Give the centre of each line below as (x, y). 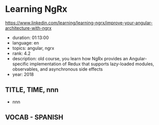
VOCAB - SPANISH (34, 117)
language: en (26, 42)
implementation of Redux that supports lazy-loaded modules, (92, 64)
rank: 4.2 (21, 53)
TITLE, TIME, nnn (32, 90)
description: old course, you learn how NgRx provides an (70, 58)
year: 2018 (23, 74)
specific (20, 64)
